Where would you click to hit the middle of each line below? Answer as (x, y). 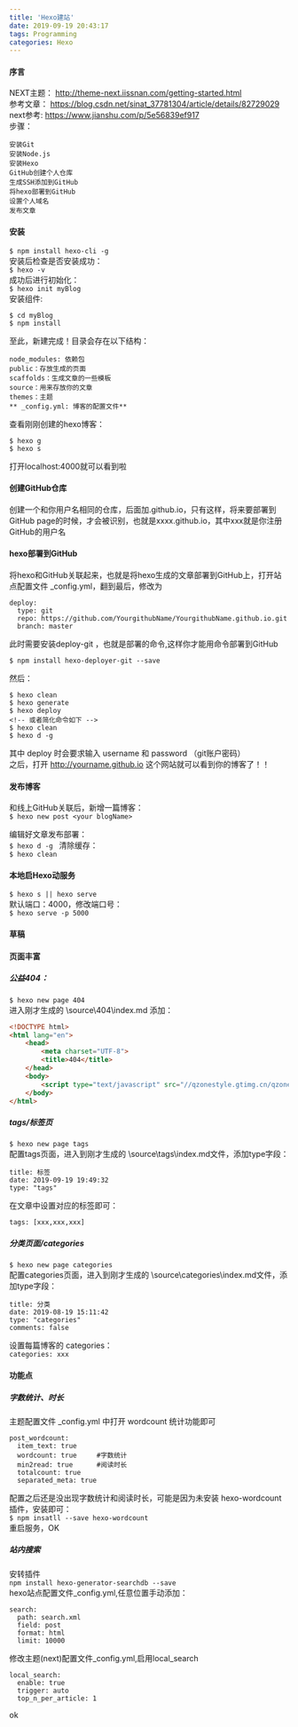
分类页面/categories (47, 1243)
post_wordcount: (39, 1438)
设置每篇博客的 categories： (61, 1345)
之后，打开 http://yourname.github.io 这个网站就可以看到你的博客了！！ (140, 764)
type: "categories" (45, 1320)
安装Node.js (30, 154)
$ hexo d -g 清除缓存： (54, 845)
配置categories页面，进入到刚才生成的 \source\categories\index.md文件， (145, 1275)
